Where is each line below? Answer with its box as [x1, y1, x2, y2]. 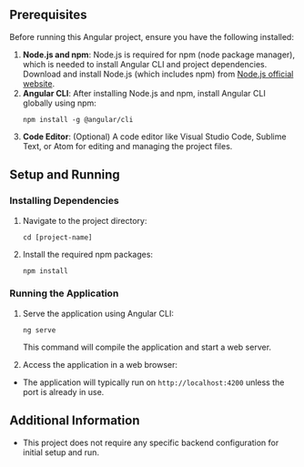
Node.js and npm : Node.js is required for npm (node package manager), [22, 49, 296, 60]
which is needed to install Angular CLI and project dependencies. [22, 58, 268, 69]
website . [22, 77, 56, 89]
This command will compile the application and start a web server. [22, 341, 271, 352]
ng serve [22, 325, 56, 335]
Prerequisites [9, 7, 87, 23]
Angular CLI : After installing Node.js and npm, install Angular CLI [22, 87, 266, 98]
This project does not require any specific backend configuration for [22, 437, 279, 448]
